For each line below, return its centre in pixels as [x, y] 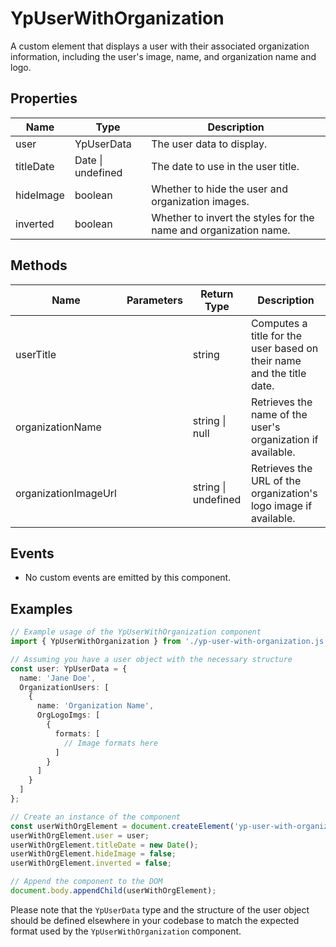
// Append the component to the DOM [86, 882]
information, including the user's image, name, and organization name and [163, 56]
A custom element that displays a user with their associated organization [160, 46]
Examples [41, 608]
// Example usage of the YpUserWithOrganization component [136, 632]
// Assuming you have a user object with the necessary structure [151, 659]
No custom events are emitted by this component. [128, 578]
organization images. [200, 201]
